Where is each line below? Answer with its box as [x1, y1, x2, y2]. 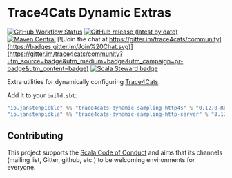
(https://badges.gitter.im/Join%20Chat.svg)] [7, 42, 133, 50]
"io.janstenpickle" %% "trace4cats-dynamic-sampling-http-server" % [7, 110, 209, 118]
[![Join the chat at [57, 34, 108, 43]
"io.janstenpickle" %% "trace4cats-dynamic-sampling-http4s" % [7, 104, 193, 111]
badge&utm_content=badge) [7, 64, 89, 72]
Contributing [7, 130, 64, 142]
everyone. [7, 163, 36, 171]
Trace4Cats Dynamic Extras [7, 5, 171, 21]
